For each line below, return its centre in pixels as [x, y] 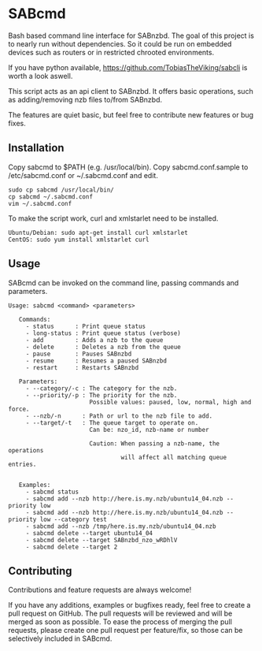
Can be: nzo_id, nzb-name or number [149, 430]
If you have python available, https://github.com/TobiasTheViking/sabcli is [128, 67]
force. [19, 409]
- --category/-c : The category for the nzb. [101, 388]
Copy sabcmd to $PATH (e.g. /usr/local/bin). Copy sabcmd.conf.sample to [128, 167]
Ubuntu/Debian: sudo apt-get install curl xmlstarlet [98, 232]
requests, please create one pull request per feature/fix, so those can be [125, 631]
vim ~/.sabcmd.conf [40, 203]
